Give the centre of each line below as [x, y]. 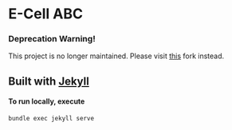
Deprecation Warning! [52, 39]
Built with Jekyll [49, 81]
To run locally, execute [47, 101]
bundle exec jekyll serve [51, 119]
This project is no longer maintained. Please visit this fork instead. [116, 56]
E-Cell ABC [46, 14]
